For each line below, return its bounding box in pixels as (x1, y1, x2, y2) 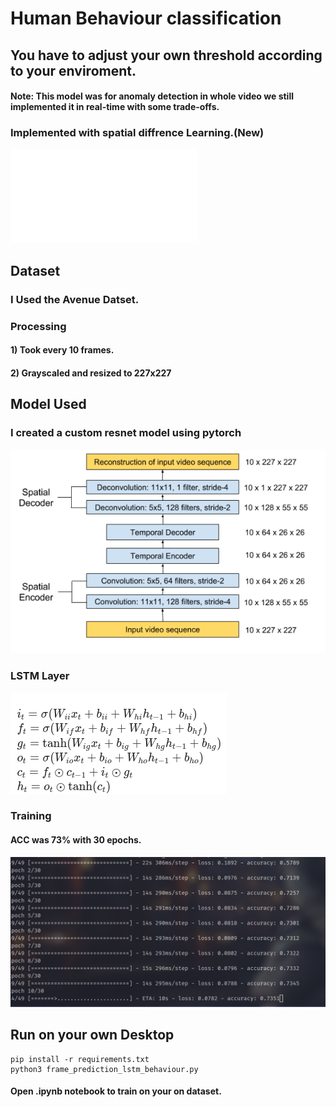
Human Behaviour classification (10, 7, 282, 30)
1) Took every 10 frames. (10, 344, 115, 356)
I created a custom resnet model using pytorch (10, 426, 242, 440)
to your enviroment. (10, 62, 137, 79)
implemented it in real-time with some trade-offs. (10, 101, 220, 113)
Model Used (10, 396, 87, 413)
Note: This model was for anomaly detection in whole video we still (10, 90, 294, 102)
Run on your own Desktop (10, 1027, 175, 1044)
